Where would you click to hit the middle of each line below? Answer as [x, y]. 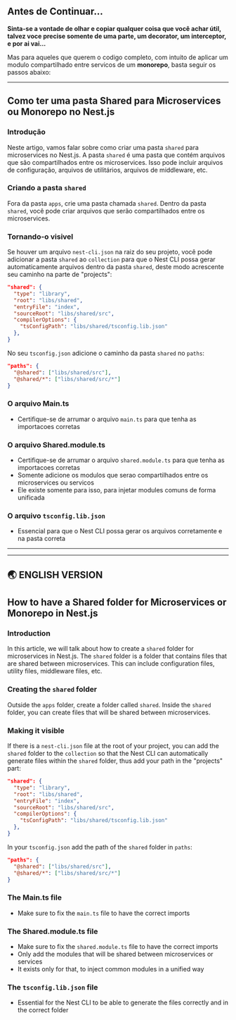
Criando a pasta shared [47, 188]
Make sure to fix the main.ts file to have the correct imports [104, 913]
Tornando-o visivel [40, 237]
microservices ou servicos [56, 483]
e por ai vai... [27, 43]
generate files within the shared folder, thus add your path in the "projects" [115, 761]
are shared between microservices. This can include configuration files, [111, 664]
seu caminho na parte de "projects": [60, 275]
